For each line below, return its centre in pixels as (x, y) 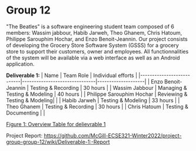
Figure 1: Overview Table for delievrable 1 (56, 124)
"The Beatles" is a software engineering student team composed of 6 (90, 26)
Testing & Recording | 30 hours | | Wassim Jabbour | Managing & (108, 88)
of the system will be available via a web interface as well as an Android (93, 58)
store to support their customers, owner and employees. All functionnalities (97, 51)
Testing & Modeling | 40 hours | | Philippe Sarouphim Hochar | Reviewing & (97, 94)
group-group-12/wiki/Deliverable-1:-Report (58, 142)
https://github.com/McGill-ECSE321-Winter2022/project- (113, 135)
